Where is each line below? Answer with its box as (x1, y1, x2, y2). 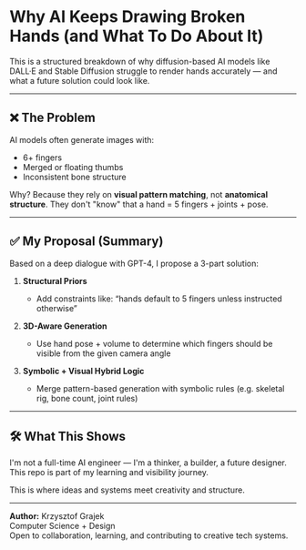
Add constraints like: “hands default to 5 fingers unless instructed (36, 293, 282, 304)
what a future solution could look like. (9, 75, 150, 86)
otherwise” (36, 302, 77, 313)
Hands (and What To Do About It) (9, 25, 264, 46)
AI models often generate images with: (9, 134, 155, 145)
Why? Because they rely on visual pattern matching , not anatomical (9, 188, 269, 199)
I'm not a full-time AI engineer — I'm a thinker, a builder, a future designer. (9, 457, 287, 468)
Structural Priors (22, 275, 88, 286)
